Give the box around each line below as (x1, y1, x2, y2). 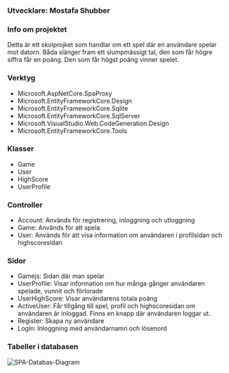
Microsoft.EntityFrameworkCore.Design (17, 96, 132, 105)
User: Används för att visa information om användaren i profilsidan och (17, 231, 223, 239)
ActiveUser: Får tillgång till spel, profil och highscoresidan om (17, 302, 195, 310)
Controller (7, 200, 43, 210)
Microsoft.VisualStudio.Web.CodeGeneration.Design (17, 119, 169, 127)
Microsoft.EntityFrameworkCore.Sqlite (17, 104, 129, 113)
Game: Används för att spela (17, 224, 100, 232)
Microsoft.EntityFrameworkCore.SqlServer (17, 111, 140, 120)
